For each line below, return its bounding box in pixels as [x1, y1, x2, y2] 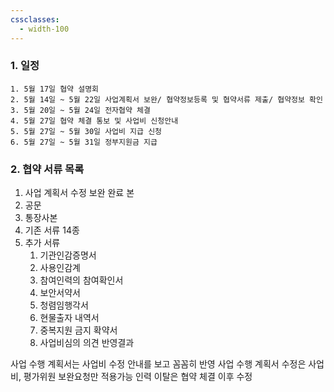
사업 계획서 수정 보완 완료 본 [24, 187, 135, 199]
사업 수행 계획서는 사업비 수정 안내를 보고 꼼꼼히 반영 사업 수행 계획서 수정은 [10, 358, 307, 370]
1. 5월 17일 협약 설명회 [10, 84, 100, 94]
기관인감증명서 [39, 249, 97, 261]
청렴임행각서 [39, 299, 89, 311]
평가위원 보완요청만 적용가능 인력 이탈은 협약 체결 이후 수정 [23, 371, 253, 383]
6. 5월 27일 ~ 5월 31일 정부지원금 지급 [10, 137, 158, 147]
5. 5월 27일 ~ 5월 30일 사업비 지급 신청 [10, 126, 163, 136]
